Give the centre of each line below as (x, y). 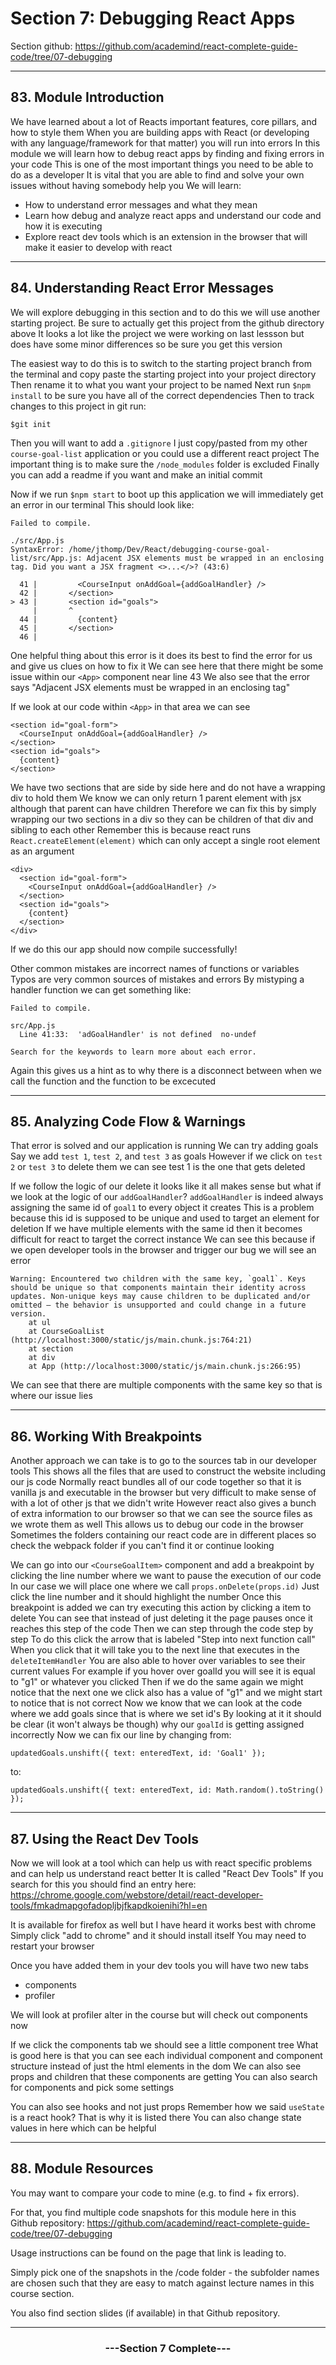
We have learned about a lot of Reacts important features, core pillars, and (163, 121)
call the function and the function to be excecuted (113, 1081)
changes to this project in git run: (78, 406)
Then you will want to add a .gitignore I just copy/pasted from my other (159, 443)
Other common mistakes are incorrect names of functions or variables (155, 968)
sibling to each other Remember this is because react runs (131, 829)
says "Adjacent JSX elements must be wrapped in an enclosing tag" (150, 687)
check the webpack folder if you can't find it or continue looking (142, 1546)
